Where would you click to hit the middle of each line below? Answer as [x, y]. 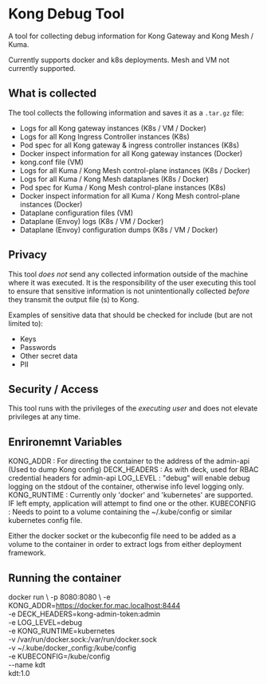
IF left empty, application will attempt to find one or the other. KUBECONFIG [132, 504]
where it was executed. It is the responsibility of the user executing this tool [132, 282]
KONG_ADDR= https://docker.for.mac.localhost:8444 [94, 605]
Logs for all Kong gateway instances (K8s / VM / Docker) [113, 128]
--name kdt [27, 665]
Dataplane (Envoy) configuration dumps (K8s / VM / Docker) [119, 230]
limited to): [26, 323]
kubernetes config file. [45, 521]
